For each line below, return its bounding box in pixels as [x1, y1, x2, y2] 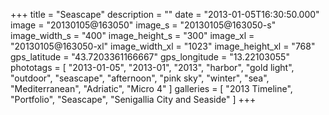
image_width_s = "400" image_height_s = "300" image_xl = [10, 30, 255, 41]
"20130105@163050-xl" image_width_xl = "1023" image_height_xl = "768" [10, 40, 316, 52]
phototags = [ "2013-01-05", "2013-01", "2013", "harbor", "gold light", [10, 62, 295, 73]
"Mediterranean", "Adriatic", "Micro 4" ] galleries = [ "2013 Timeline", [10, 83, 293, 94]
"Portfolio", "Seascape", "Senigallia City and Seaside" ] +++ [10, 94, 257, 105]
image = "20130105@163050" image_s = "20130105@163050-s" [10, 19, 277, 31]
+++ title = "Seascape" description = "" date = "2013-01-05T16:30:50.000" [10, 9, 320, 20]
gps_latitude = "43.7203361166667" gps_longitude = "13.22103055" [10, 51, 290, 63]
